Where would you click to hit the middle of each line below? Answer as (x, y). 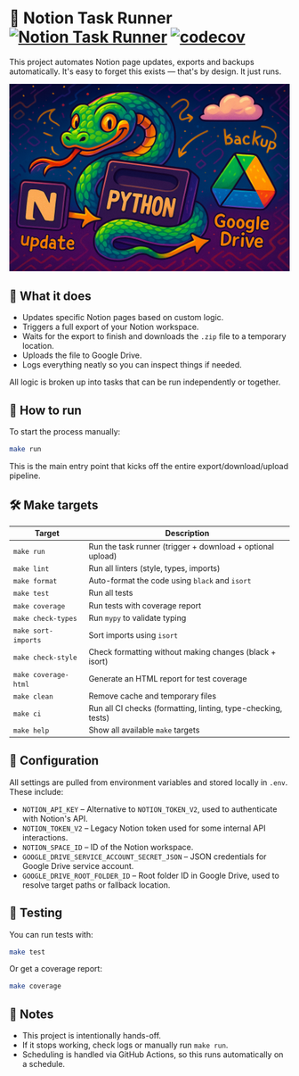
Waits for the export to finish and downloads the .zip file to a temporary (154, 336)
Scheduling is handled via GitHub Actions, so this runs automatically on (153, 1055)
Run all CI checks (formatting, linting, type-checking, (186, 708)
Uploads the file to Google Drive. (82, 355)
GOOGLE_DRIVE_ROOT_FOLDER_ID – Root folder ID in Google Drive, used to (151, 875)
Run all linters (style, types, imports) (154, 568)
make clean (33, 696)
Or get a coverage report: (56, 969)
